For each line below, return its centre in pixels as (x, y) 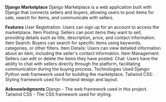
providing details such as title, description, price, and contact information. (81, 37)
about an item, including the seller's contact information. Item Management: (83, 53)
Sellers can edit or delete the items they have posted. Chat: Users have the (82, 58)
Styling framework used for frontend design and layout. (62, 79)
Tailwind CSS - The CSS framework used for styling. (59, 94)
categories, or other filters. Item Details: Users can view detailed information (83, 48)
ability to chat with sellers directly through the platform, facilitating (73, 64)
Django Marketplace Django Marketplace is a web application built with (79, 7)
